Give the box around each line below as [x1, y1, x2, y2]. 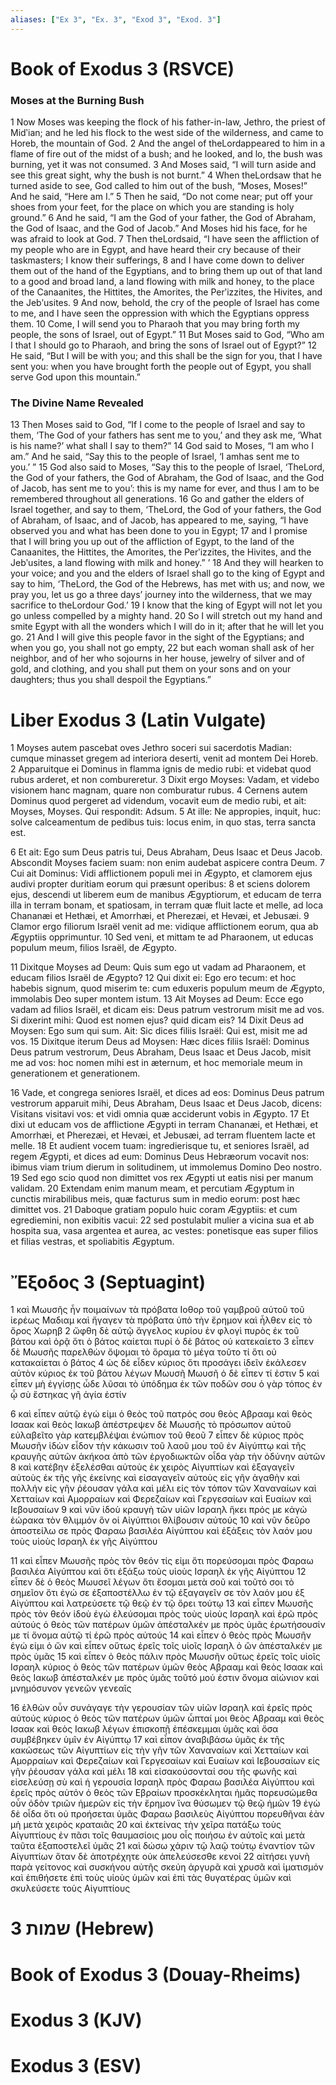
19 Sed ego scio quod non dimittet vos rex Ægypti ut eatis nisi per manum [10, 1172, 314, 1184]
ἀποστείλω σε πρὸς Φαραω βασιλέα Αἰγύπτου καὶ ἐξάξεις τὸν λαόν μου [10, 1525, 313, 1537]
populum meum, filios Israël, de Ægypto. [10, 942, 177, 954]
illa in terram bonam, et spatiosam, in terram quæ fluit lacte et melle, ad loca [10, 899, 324, 911]
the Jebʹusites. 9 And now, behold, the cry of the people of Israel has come [10, 297, 320, 309]
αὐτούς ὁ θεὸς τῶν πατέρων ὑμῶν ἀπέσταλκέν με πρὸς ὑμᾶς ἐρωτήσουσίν [10, 1619, 326, 1631]
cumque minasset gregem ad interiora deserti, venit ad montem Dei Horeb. [10, 752, 319, 765]
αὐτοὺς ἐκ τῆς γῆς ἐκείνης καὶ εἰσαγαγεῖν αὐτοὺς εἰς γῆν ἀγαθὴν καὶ [10, 1472, 301, 1484]
